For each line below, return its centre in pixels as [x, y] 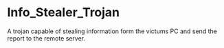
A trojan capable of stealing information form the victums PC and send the [112, 31]
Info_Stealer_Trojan [64, 13]
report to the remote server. [46, 38]
